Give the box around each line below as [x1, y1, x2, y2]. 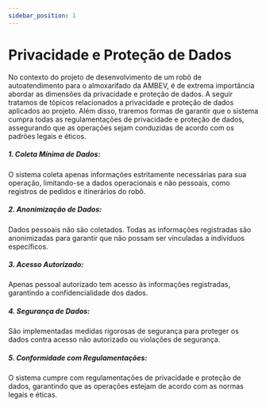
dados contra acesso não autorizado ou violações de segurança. [8, 335, 221, 344]
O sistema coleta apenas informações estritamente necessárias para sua [8, 169, 247, 179]
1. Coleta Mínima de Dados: [8, 149, 101, 159]
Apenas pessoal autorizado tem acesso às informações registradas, [8, 280, 230, 289]
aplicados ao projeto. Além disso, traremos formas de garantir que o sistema [8, 106, 259, 115]
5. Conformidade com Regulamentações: [8, 353, 148, 362]
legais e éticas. [8, 390, 58, 400]
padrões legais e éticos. [8, 131, 87, 141]
